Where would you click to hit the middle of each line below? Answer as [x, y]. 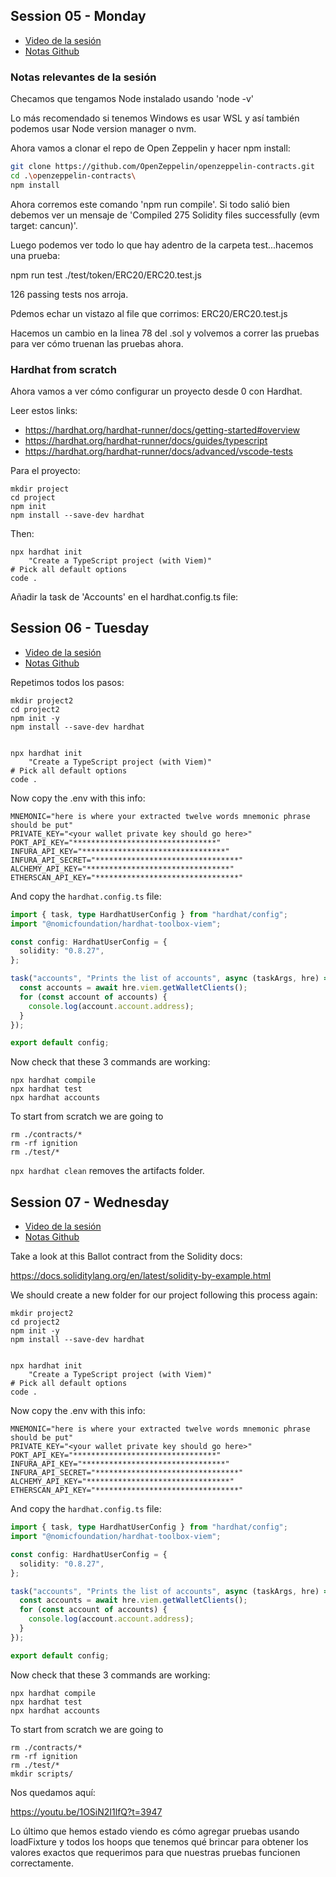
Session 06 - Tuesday [80, 628]
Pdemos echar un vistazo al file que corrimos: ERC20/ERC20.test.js [149, 313]
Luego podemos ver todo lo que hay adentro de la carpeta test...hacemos [162, 245]
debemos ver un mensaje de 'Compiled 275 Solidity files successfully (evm [165, 215]
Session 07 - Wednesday [90, 1202]
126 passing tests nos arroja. [69, 294]
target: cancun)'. [44, 225]
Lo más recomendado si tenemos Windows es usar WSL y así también [155, 118]
